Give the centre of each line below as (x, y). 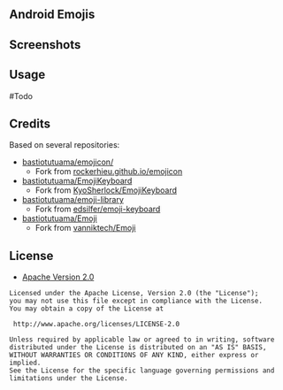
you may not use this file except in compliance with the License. (136, 301)
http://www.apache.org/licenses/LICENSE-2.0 (96, 325)
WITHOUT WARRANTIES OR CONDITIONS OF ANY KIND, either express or (134, 356)
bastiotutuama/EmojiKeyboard (77, 181)
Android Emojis (52, 15)
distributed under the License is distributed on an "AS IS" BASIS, (138, 348)
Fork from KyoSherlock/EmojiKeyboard (106, 190)
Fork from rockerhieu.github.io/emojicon (109, 172)
